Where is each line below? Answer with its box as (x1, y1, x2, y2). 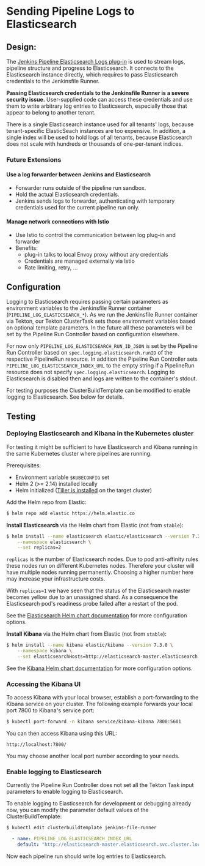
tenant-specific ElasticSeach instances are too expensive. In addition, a (6, 127, 186, 134)
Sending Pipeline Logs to (6, 4, 135, 18)
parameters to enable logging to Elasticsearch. (6, 788, 124, 796)
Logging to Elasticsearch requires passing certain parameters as (6, 298, 169, 306)
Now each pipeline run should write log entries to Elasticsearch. (6, 853, 167, 860)
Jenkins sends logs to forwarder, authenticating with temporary (15, 197, 175, 205)
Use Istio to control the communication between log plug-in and (15, 232, 176, 239)
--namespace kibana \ (17, 648, 72, 654)
